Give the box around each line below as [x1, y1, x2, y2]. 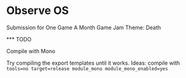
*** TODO [6, 35, 32, 43]
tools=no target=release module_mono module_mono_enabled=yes [6, 65, 168, 72]
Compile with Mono [6, 47, 56, 55]
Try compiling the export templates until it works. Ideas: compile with [6, 59, 180, 66]
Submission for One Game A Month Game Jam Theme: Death [6, 24, 161, 31]
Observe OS [6, 4, 69, 18]
